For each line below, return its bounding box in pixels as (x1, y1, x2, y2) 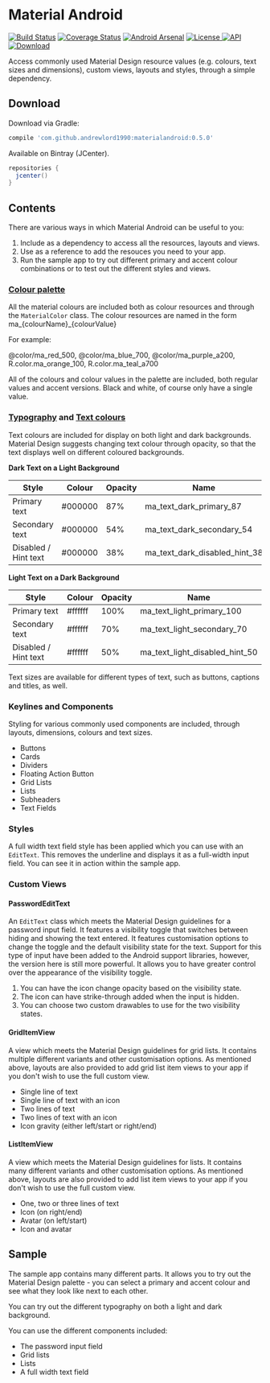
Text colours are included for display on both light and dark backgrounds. (8, 430, 252, 440)
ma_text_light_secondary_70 (140, 623, 247, 634)
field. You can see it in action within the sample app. (8, 859, 181, 869)
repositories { (8, 163, 59, 172)
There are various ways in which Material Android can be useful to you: (8, 223, 244, 233)
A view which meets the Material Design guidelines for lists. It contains (8, 1157, 243, 1166)
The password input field (19, 1341, 103, 1351)
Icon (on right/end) (19, 1207, 83, 1216)
